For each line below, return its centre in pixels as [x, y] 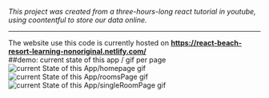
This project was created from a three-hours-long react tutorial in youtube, [132, 12]
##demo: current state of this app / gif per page [87, 60]
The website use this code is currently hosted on [89, 43]
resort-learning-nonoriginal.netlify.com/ [77, 51]
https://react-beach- [207, 43]
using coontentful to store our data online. [78, 20]
